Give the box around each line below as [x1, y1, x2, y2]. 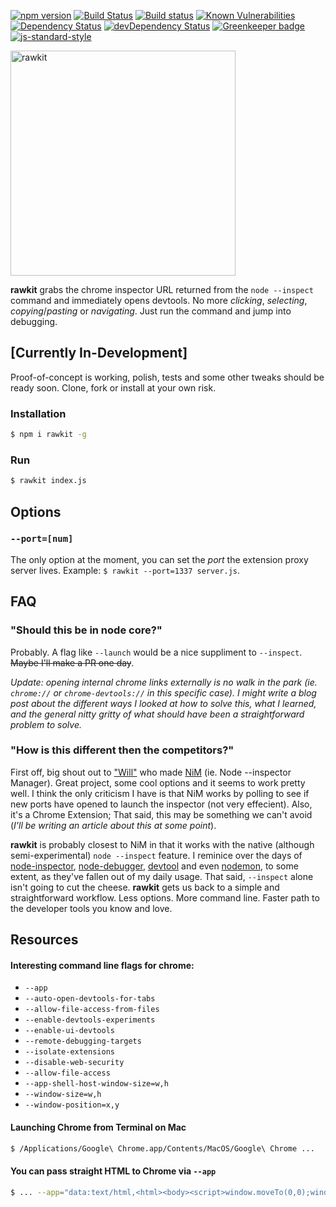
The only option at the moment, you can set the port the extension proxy [10, 553, 309, 565]
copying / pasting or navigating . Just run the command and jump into [10, 305, 292, 317]
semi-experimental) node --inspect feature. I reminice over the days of [10, 849, 303, 861]
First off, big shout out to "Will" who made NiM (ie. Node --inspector [10, 766, 292, 778]
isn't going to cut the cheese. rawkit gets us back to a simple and [10, 881, 280, 893]
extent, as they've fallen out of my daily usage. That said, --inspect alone [10, 870, 314, 882]
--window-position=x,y [24, 1100, 120, 1110]
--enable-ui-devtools [24, 1026, 115, 1036]
